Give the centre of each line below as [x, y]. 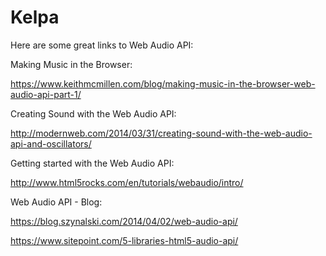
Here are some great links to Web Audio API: [102, 45]
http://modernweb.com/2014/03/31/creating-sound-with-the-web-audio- [161, 133]
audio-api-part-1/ [46, 94]
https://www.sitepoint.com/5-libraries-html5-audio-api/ [124, 240]
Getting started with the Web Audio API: [92, 163]
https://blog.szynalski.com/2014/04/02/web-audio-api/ [124, 221]
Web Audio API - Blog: [56, 202]
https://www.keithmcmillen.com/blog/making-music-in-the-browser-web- [163, 83]
